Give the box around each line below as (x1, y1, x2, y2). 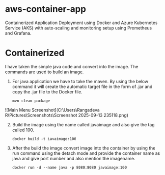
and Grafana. (5, 30, 32, 36)
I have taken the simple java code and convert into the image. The (5, 63, 138, 69)
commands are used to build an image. (5, 69, 84, 75)
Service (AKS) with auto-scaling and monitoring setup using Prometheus (5, 25, 152, 30)
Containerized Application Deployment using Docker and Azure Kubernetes (5, 20, 158, 26)
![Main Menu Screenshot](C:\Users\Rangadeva (5, 107, 100, 113)
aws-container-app (5, 3, 86, 15)
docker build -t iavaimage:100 (12, 136, 77, 141)
